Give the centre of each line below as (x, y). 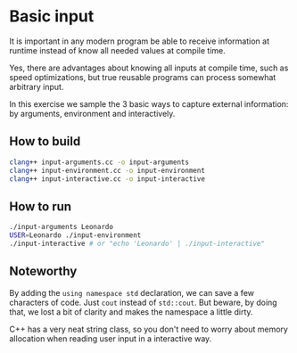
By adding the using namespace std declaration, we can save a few (132, 292)
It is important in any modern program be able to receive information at (140, 41)
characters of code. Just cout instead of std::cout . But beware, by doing (144, 302)
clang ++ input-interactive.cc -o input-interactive (107, 179)
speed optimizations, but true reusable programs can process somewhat (143, 77)
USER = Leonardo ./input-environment (75, 235)
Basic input (52, 16)
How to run (41, 206)
